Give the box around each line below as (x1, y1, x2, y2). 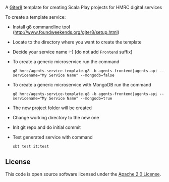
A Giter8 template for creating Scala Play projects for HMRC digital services (5, 5, 162, 10)
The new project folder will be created (12, 105, 92, 111)
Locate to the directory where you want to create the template (12, 39, 142, 45)
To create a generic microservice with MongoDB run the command (12, 82, 151, 87)
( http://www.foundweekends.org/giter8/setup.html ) (12, 29, 120, 35)
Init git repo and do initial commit (12, 124, 81, 130)
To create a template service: (5, 14, 66, 20)
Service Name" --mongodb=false (48, 73, 115, 78)
